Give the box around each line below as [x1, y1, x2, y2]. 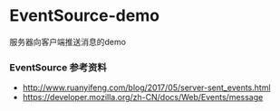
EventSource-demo [9, 5, 160, 26]
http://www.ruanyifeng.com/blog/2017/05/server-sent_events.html [22, 82, 271, 93]
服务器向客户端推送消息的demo [9, 36, 127, 47]
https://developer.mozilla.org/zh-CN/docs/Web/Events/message [22, 92, 264, 103]
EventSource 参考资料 [9, 60, 107, 73]
